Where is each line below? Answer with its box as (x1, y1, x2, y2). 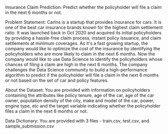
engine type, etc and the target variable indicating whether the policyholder (5, 103, 161, 109)
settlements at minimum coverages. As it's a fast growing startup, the (5, 40, 148, 46)
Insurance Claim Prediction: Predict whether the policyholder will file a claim (5, 4, 162, 10)
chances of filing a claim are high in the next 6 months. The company (5, 62, 148, 67)
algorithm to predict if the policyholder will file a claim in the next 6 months (5, 72, 159, 78)
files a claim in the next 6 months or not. (5, 108, 88, 114)
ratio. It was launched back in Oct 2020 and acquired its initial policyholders (5, 30, 161, 35)
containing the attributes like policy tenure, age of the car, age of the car (5, 92, 154, 98)
